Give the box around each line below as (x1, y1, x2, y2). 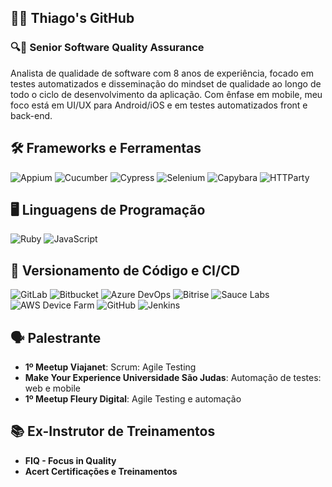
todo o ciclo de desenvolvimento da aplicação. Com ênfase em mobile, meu (10, 88, 323, 100)
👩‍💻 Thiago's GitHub (10, 10, 135, 27)
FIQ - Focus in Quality (24, 454, 117, 466)
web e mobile (24, 382, 81, 394)
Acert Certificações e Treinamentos (24, 465, 178, 477)
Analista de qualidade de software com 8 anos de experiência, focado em (10, 67, 314, 79)
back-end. (10, 109, 53, 121)
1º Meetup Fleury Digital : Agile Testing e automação (24, 392, 242, 405)
